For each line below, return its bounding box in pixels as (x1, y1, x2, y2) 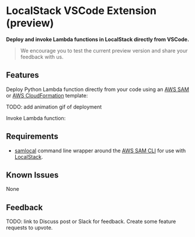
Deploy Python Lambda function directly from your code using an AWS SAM (6, 86, 190, 93)
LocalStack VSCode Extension (6, 4, 156, 18)
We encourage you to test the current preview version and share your (20, 47, 188, 54)
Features (6, 70, 39, 80)
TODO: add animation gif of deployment (6, 103, 102, 110)
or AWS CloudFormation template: (6, 92, 88, 99)
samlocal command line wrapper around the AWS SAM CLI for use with (14, 147, 186, 154)
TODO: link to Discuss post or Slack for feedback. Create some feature (6, 218, 176, 225)
